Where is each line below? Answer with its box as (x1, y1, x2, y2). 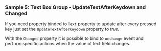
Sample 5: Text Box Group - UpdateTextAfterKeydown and (5, 4, 146, 11)
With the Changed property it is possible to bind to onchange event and (5, 35, 144, 41)
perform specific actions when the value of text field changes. (5, 41, 131, 47)
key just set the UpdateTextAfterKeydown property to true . (5, 26, 120, 32)
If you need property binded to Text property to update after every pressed (5, 21, 157, 27)
